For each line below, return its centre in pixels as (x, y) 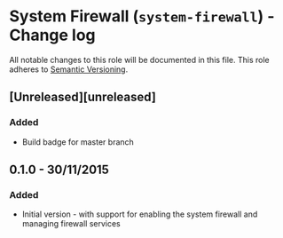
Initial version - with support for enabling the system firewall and (140, 214)
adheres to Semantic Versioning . (69, 69)
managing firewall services (71, 224)
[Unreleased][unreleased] (83, 97)
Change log (52, 35)
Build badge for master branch (78, 142)
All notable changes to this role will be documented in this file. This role (139, 59)
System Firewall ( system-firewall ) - (142, 16)
